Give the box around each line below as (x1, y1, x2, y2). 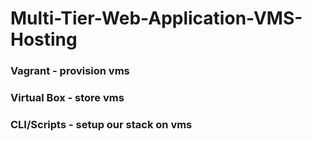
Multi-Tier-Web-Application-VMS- (10, 7, 303, 30)
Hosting (10, 28, 78, 51)
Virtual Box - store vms (10, 91, 125, 105)
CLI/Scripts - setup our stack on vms (10, 117, 193, 131)
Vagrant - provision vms (10, 64, 130, 78)
